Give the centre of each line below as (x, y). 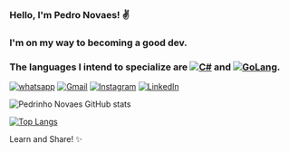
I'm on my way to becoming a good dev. (98, 43)
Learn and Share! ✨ (46, 139)
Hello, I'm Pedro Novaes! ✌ (70, 14)
